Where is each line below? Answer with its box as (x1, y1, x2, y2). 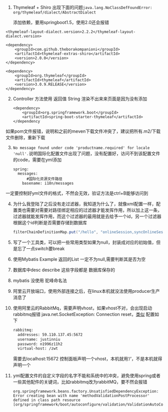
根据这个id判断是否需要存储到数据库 (12, 220, 87, 225)
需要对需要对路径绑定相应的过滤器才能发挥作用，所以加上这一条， (26, 207, 162, 213)
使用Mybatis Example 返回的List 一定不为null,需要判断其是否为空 (12, 256, 146, 262)
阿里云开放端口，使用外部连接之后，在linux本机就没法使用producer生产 (12, 288, 160, 294)
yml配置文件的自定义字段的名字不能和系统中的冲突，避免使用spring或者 (12, 372, 160, 379)
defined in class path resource (12, 397, 80, 403)
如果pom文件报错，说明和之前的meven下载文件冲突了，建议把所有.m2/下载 (5, 128, 161, 134)
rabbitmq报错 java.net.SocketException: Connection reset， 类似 (12, 311, 145, 317)
